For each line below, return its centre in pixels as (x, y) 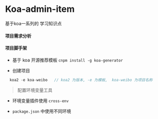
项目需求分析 (18, 36)
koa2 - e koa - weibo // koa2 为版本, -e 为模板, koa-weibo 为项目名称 (81, 80)
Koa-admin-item (40, 9)
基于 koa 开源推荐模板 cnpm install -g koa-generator (68, 60)
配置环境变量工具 (35, 90)
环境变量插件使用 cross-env (40, 101)
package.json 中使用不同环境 (41, 111)
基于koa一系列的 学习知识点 (34, 23)
